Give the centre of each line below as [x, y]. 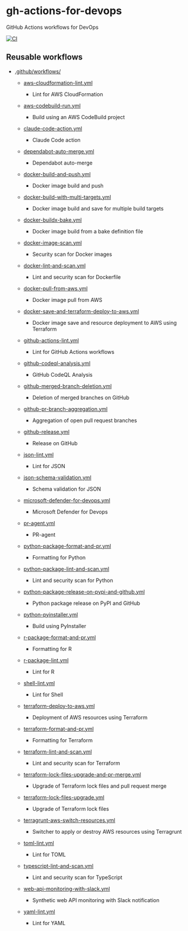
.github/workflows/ [37, 71]
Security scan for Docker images [72, 254]
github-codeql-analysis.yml [57, 363]
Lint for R [43, 672]
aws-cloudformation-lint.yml [58, 83]
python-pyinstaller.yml [51, 614]
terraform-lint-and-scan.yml [58, 751]
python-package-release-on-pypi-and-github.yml [84, 591]
